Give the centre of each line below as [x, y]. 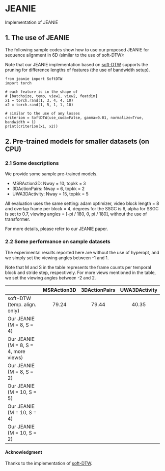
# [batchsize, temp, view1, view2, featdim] [51, 96]
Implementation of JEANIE [32, 22]
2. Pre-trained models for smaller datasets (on [77, 141]
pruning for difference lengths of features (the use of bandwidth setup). [78, 70]
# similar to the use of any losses [42, 113]
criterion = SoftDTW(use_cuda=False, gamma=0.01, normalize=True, [74, 118]
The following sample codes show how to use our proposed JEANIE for [77, 49]
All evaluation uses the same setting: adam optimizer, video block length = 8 [82, 203]
